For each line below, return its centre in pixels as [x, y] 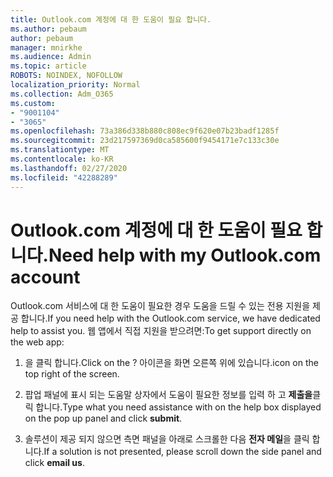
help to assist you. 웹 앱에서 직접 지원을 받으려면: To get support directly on [161, 331]
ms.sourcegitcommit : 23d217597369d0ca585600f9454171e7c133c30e [145, 141]
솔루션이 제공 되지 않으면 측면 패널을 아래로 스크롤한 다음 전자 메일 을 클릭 [167, 439]
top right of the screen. [72, 374]
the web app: [37, 342]
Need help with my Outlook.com [185, 255]
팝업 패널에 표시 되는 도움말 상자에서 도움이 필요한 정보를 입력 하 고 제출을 [168, 395]
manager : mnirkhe [46, 47]
